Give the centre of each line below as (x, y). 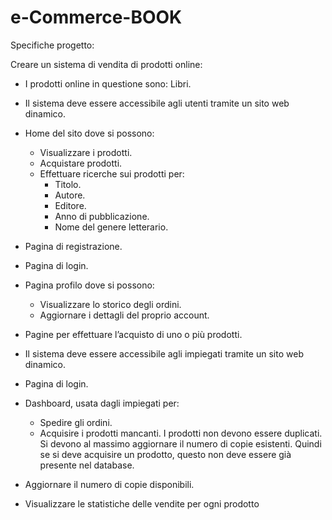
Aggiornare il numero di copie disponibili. (109, 484)
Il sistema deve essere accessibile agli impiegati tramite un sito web (164, 353)
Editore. (70, 205)
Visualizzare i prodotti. (86, 152)
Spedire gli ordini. (76, 422)
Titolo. (68, 184)
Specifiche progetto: (52, 45)
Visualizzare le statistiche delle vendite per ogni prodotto (142, 503)
